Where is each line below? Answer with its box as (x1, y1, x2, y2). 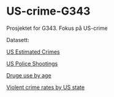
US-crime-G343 (6, 4, 91, 18)
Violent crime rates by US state (6, 84, 85, 91)
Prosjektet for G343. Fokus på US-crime (6, 24, 108, 32)
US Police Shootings (6, 60, 58, 67)
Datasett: (6, 36, 29, 43)
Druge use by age (6, 71, 51, 79)
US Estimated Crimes (6, 48, 60, 56)
